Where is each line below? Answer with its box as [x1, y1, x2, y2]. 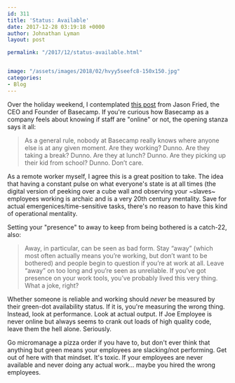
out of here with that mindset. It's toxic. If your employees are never [7, 353, 203, 361]
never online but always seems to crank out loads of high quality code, [7, 317, 212, 325]
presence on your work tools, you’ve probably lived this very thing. [24, 274, 218, 282]
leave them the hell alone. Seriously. [7, 324, 112, 333]
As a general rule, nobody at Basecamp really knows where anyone [24, 136, 220, 145]
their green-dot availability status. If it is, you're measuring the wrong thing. [7, 302, 225, 311]
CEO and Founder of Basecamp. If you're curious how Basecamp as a [7, 107, 209, 116]
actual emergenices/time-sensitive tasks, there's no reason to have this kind [7, 201, 228, 210]
